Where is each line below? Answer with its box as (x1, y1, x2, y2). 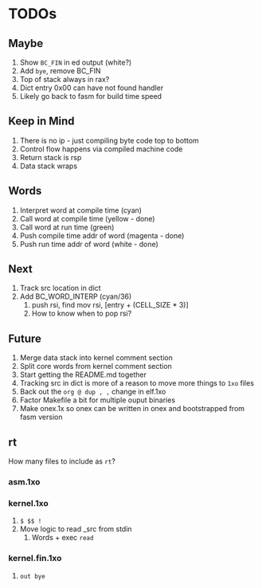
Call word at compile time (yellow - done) (19, 214, 155, 223)
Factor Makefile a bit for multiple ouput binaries (19, 395, 176, 405)
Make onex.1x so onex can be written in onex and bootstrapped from (19, 404, 245, 414)
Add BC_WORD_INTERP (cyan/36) (19, 292, 132, 301)
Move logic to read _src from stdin (19, 524, 133, 534)
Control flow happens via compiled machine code (19, 144, 183, 154)
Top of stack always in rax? (19, 75, 110, 84)
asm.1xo (8, 476, 41, 487)
